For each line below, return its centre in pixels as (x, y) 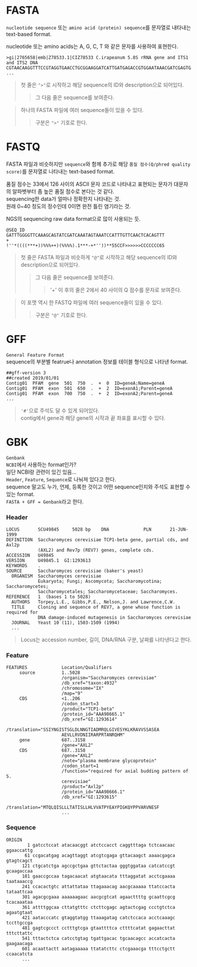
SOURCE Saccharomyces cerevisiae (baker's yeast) (75, 571)
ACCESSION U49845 (30, 555)
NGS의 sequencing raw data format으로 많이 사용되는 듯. (73, 219)
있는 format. (21, 494)
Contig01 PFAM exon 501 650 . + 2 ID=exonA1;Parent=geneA (89, 388)
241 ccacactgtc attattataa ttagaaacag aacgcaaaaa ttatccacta (98, 886)
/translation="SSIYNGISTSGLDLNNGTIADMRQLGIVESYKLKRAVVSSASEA (83, 730)
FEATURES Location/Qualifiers (59, 668)
